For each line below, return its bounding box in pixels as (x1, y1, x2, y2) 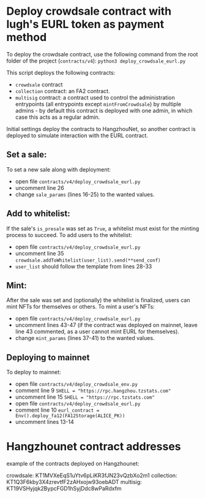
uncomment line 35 (15, 249, 64, 257)
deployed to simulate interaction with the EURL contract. (6, 132, 149, 139)
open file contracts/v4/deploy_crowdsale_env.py (15, 380, 138, 388)
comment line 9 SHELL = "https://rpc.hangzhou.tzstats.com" (15, 387, 171, 394)
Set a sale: (6, 149, 47, 160)
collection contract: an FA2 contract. (15, 87, 110, 94)
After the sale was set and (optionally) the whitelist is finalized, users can (6, 296, 190, 304)
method (6, 31, 47, 44)
